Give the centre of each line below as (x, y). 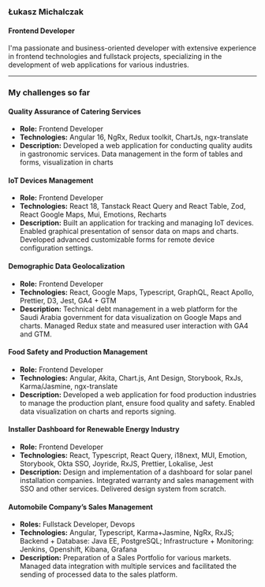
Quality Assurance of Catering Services (75, 111)
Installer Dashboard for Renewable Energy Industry (94, 429)
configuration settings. (56, 248)
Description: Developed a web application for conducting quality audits (136, 146)
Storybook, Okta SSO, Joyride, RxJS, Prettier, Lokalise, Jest (116, 464)
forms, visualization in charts (66, 162)
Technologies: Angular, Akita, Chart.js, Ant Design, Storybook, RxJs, (131, 377)
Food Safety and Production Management (78, 352)
